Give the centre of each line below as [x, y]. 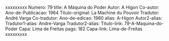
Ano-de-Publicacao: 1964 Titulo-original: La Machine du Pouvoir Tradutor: [82, 13]
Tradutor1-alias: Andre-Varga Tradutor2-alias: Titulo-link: [64, 23]
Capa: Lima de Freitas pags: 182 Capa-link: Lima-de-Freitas [81, 29]
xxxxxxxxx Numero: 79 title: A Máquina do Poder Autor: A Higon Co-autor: [82, 7]
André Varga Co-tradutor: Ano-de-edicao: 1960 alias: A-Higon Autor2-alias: [84, 18]
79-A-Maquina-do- [144, 23]
